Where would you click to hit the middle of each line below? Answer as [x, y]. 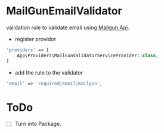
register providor [35, 39]
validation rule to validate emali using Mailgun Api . [68, 27]
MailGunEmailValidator [64, 11]
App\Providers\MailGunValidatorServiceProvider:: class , [88, 55]
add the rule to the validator [49, 72]
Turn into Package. [38, 124]
